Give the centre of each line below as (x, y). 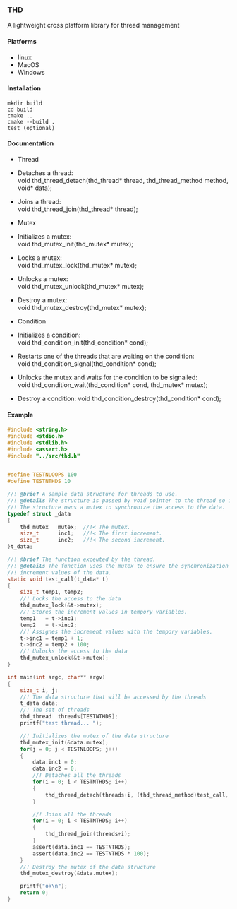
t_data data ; (39, 703)
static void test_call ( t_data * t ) (58, 579)
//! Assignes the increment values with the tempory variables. (116, 631)
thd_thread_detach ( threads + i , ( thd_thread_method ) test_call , (137, 795)
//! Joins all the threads (72, 814)
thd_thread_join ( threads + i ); (88, 834)
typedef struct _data (39, 513)
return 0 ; (35, 893)
